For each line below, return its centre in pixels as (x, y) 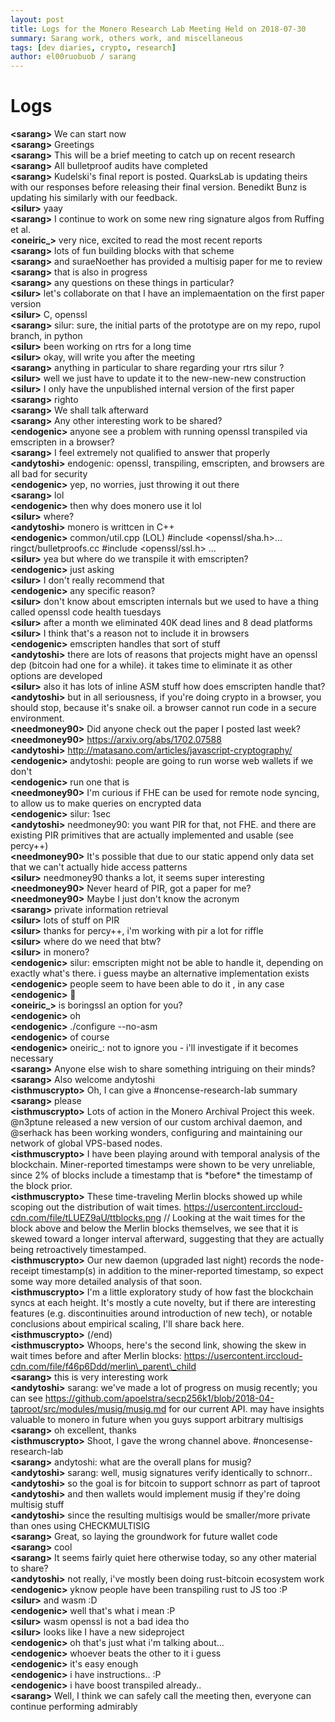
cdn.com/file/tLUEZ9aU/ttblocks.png (86, 1218)
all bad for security (49, 474)
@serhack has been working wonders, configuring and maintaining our (156, 1133)
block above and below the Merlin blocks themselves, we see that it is (154, 1228)
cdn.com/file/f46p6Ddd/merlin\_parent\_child (103, 1367)
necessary (32, 1058)
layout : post (37, 19)
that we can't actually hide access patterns (99, 867)
